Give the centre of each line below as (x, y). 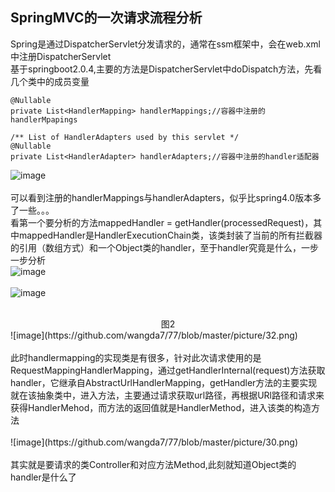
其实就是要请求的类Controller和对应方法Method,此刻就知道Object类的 (153, 464)
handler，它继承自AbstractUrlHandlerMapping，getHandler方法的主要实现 (164, 382)
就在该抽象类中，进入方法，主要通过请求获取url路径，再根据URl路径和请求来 (167, 395)
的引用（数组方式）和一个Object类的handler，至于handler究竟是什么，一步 (165, 247)
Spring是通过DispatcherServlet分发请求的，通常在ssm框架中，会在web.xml (165, 44)
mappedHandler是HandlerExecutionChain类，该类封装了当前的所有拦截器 (170, 235)
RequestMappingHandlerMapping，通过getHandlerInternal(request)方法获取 (168, 370)
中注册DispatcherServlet (61, 56)
